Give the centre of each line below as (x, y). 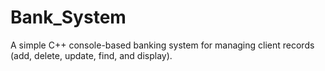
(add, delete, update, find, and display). (91, 55)
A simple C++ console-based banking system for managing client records (162, 45)
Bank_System (68, 17)
